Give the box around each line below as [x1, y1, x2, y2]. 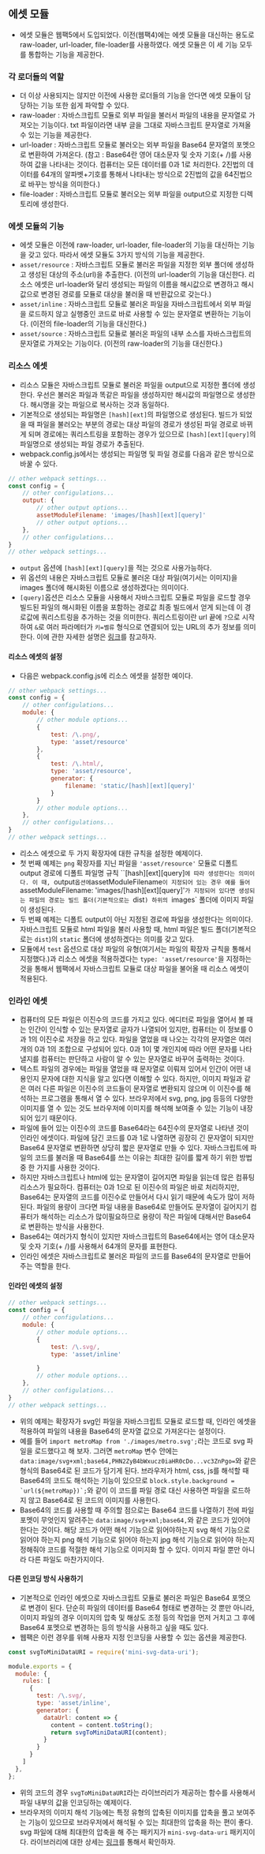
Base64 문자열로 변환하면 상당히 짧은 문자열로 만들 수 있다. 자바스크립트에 [19, 1143, 249, 1153]
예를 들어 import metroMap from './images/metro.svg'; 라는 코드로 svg [19, 1436, 245, 1445]
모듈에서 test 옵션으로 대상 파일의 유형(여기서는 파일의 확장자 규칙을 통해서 [19, 944, 252, 953]
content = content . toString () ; [50, 1721, 154, 1729]
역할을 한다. [34, 1262, 71, 1271]
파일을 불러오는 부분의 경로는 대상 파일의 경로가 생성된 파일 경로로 [36, 419, 239, 428]
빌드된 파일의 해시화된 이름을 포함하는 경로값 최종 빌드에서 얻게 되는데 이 [19, 603, 243, 612]
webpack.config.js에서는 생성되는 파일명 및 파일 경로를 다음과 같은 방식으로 [19, 449, 255, 458]
